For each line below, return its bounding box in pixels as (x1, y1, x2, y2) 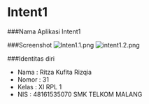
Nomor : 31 (17, 75, 49, 84)
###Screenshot (7, 40, 52, 49)
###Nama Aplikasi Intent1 (7, 27, 81, 36)
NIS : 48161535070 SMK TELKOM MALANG (17, 90, 143, 98)
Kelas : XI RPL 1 (17, 82, 62, 91)
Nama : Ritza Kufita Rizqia (17, 68, 92, 76)
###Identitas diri (7, 54, 55, 63)
